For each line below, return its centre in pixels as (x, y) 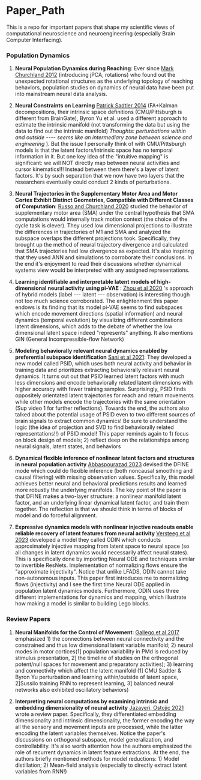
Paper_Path (35, 10)
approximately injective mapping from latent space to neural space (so (102, 546)
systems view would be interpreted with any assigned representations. (102, 270)
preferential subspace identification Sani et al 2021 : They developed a (103, 357)
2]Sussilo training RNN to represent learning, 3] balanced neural (94, 683)
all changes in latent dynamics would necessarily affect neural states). (102, 553)
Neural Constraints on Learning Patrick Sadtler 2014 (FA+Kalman (96, 106)
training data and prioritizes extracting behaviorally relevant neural (97, 370)
